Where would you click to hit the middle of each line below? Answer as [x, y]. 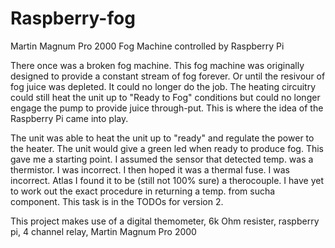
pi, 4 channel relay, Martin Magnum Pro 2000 [103, 231]
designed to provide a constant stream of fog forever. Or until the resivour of [168, 76]
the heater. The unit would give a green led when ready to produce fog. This [167, 148]
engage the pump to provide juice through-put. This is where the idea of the [167, 108]
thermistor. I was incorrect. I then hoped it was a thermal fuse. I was [150, 169]
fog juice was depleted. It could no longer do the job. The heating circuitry [163, 86]
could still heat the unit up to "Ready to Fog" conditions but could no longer [165, 97]
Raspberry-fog [73, 18]
